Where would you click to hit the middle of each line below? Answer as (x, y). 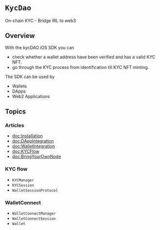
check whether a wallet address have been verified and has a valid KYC (84, 57)
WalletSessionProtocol (35, 190)
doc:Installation (27, 136)
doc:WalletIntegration (33, 146)
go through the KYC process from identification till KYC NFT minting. (80, 67)
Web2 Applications (31, 96)
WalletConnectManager (34, 214)
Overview (20, 36)
